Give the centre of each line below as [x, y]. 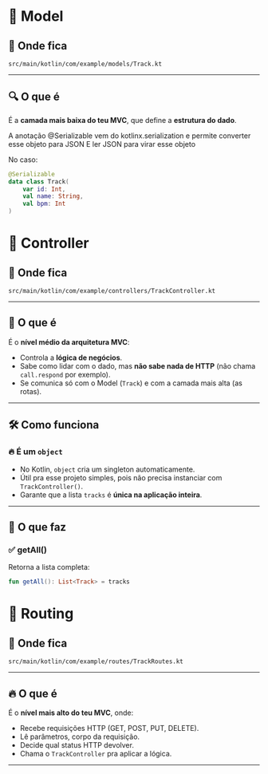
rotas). [31, 391]
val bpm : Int [44, 204]
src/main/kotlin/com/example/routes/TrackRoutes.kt [96, 661]
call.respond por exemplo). [65, 374]
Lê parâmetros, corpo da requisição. [80, 736]
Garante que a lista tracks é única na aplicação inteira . [111, 495]
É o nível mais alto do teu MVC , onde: [71, 713]
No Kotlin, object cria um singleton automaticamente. [107, 469]
